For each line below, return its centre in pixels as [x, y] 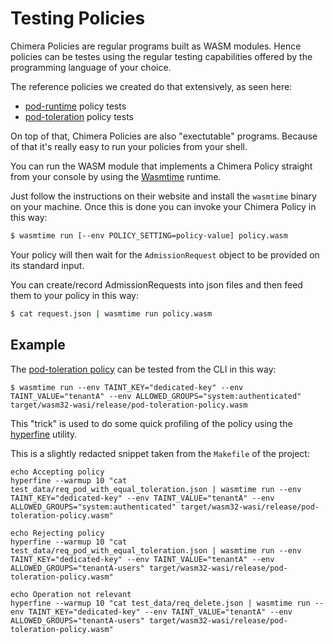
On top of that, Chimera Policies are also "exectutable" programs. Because [164, 136]
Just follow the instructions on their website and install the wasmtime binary [163, 196]
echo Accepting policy [57, 472]
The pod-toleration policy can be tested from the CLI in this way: [143, 369]
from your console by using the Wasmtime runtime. [116, 176]
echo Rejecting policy [57, 533]
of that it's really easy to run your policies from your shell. [129, 146]
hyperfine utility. [44, 434]
